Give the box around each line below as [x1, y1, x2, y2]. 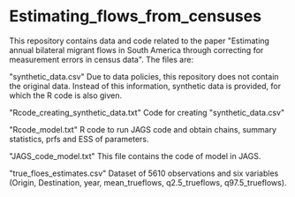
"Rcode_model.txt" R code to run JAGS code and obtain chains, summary [9, 124, 276, 134]
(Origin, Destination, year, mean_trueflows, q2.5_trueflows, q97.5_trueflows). [9, 177, 287, 187]
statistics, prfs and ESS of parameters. [9, 133, 149, 144]
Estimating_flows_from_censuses [9, 6, 262, 27]
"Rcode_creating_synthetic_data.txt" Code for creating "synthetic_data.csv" [9, 107, 285, 117]
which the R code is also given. [9, 90, 123, 101]
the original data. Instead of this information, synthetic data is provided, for [9, 80, 281, 91]
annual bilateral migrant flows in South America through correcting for [9, 44, 264, 55]
